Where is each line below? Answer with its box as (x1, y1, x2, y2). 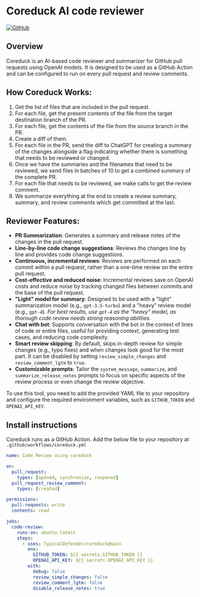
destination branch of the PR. (14, 116, 87, 123)
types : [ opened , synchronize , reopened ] (17, 474, 119, 480)
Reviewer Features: (6, 216, 80, 226)
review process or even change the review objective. (14, 378, 145, 386)
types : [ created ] (17, 486, 60, 492)
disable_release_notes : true (32, 585, 106, 591)
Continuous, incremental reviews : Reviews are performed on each (14, 257, 181, 265)
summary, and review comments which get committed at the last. (14, 199, 176, 206)
